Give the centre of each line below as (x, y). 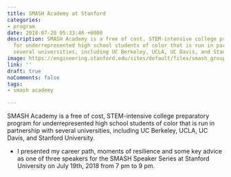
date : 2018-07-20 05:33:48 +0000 (55, 33)
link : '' (20, 65)
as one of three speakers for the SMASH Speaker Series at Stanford (113, 158)
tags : (15, 84)
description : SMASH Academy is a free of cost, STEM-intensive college (112, 39)
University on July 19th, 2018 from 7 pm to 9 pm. (86, 166)
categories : (24, 20)
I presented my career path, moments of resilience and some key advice (119, 152)
